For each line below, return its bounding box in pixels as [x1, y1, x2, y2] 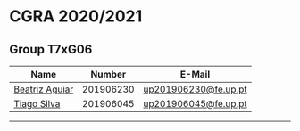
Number [90, 69, 127, 80]
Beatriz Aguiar [13, 83, 74, 95]
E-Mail [179, 69, 211, 80]
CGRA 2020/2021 [9, 6, 143, 27]
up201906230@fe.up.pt [142, 83, 247, 95]
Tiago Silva [13, 98, 61, 110]
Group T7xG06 [9, 42, 93, 57]
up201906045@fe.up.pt [142, 98, 247, 110]
